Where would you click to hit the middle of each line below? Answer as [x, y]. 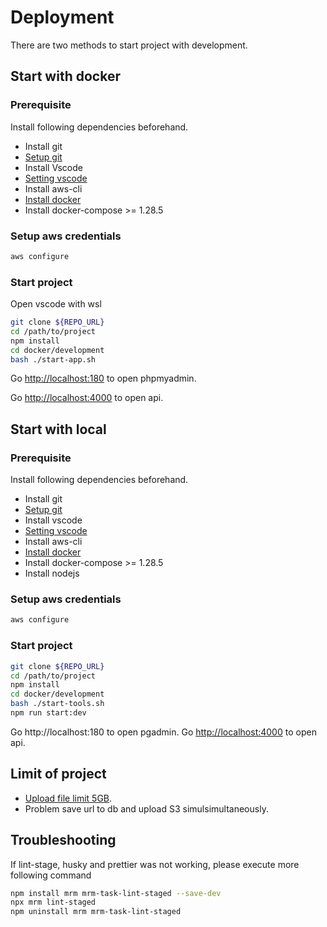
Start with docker [65, 76]
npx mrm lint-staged [53, 902]
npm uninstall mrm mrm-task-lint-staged [96, 912]
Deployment [62, 17]
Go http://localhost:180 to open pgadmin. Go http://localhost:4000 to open [163, 732]
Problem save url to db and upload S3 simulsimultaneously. [146, 808]
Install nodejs [52, 573]
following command [51, 875]
